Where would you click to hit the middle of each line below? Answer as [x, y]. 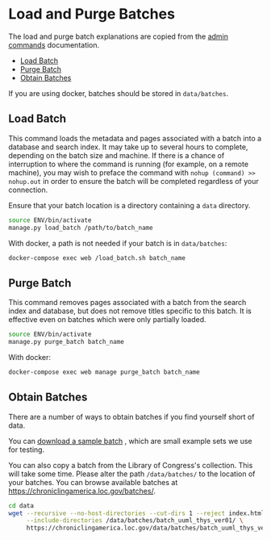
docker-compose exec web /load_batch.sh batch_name [97, 258]
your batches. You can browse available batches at [93, 482]
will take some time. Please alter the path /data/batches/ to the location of [132, 474]
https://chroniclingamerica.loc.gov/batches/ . [82, 491]
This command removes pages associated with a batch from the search [127, 303]
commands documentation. [54, 44]
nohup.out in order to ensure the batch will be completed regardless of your [134, 181]
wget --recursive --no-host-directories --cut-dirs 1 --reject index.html [137, 513]
